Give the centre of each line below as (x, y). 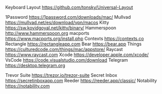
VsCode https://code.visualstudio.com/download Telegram (67, 60)
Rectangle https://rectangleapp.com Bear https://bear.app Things (73, 44)
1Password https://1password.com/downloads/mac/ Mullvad (68, 17)
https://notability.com (28, 86)
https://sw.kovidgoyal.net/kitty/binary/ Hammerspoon (61, 28)
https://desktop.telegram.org (35, 65)
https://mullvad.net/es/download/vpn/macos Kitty (57, 22)
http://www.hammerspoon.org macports (47, 33)
